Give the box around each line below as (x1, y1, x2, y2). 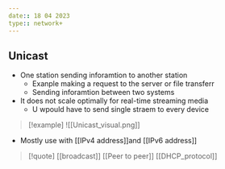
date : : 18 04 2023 (8, 11, 70, 20)
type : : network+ (8, 19, 63, 27)
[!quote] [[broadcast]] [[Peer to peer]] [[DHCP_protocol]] (27, 151, 218, 161)
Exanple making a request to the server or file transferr (31, 79, 215, 89)
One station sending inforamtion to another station (19, 70, 188, 80)
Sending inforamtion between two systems (31, 88, 175, 97)
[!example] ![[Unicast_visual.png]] (27, 120, 140, 130)
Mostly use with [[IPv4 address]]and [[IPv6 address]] (19, 136, 198, 146)
